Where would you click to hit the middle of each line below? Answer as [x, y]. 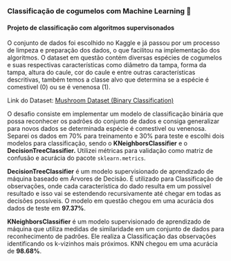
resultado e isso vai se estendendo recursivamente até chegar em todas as [114, 194]
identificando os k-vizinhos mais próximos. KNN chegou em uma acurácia [112, 244]
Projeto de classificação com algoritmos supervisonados [91, 28]
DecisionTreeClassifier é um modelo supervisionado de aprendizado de [111, 172]
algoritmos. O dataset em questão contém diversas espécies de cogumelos [115, 57]
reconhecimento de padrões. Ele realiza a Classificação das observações [112, 236]
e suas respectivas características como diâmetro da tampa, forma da [107, 65]
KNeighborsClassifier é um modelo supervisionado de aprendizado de [109, 222]
